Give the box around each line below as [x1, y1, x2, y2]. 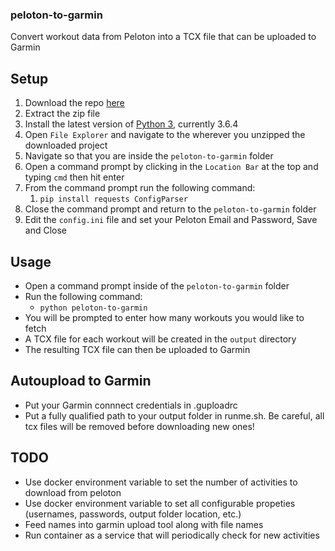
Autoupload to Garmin [10, 373, 152, 390]
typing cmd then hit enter [24, 171, 125, 183]
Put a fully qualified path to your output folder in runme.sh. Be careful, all [24, 409, 325, 422]
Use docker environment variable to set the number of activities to [24, 476, 298, 488]
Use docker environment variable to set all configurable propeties [24, 497, 296, 509]
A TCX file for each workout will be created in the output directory [24, 333, 297, 345]
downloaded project [24, 139, 108, 152]
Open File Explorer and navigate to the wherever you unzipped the [24, 129, 306, 141]
